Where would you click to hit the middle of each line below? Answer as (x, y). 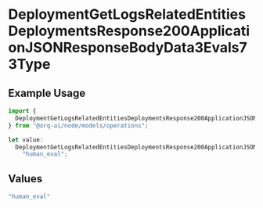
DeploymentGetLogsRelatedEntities (127, 14)
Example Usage (47, 93)
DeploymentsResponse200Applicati (129, 31)
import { (22, 111)
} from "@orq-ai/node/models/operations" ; (78, 126)
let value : (26, 140)
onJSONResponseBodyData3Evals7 (128, 48)
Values (25, 179)
